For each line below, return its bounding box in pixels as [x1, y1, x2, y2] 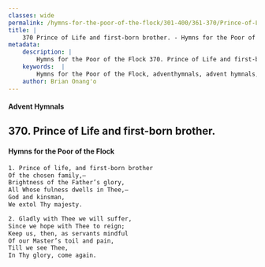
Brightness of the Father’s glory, [8, 179, 125, 187]
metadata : [8, 41, 41, 49]
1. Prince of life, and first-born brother [8, 164, 154, 172]
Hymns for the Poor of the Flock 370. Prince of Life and [36, 56, 231, 64]
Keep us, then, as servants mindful [8, 229, 129, 237]
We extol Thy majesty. [8, 201, 83, 209]
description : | [22, 48, 73, 56]
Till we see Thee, [8, 244, 69, 252]
